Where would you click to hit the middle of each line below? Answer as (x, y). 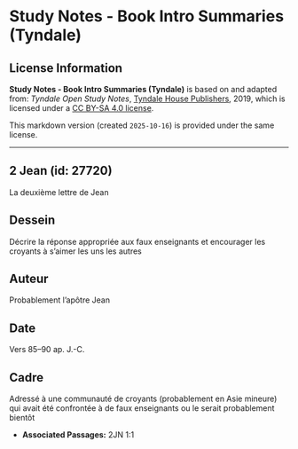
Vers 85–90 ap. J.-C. (47, 350)
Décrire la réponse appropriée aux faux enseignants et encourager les (137, 241)
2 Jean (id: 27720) (61, 171)
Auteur (29, 279)
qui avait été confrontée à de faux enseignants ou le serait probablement (142, 408)
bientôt (22, 418)
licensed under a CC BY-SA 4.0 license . (82, 108)
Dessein (32, 221)
